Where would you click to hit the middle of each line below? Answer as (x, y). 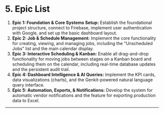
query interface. (28, 85)
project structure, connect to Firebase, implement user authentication (82, 27)
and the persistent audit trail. (41, 69)
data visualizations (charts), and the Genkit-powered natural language (82, 80)
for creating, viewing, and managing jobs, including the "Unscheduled (82, 43)
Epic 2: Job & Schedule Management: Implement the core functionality (84, 38)
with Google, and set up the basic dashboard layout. (65, 33)
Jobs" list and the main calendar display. (53, 48)
